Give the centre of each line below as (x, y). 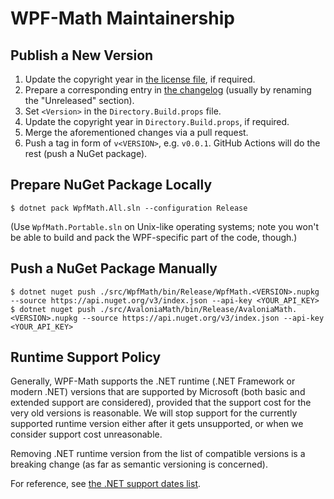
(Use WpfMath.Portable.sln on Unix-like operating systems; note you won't (164, 226)
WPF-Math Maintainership (122, 18)
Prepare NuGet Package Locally (111, 185)
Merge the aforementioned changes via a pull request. (136, 132)
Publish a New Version (82, 55)
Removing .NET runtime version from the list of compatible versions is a (158, 454)
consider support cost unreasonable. (86, 434)
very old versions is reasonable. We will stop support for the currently (154, 413)
